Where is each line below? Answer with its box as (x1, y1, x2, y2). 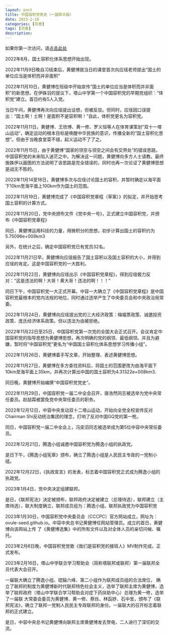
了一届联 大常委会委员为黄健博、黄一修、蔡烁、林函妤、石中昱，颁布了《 (5, 596, 156, 602)
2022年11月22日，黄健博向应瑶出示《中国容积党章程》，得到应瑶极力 (5, 271, 146, 277)
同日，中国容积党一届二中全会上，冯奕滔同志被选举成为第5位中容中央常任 (5, 424, 158, 430)
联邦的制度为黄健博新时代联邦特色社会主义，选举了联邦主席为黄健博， (14, 583, 159, 589)
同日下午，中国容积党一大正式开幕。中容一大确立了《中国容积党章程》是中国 (5, 288, 164, 294)
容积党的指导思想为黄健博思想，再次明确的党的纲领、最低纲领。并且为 (9, 335, 155, 341)
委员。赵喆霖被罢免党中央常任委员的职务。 (9, 396, 98, 403)
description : (5, 31, 33, 36)
